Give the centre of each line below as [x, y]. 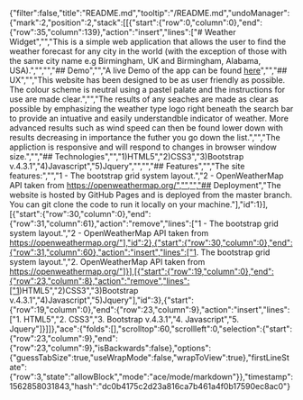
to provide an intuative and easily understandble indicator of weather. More [149, 118]
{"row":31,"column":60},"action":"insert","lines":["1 [103, 252]
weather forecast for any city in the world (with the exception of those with [148, 51]
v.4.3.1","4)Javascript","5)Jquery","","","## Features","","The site [127, 166]
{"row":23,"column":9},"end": [64, 338]
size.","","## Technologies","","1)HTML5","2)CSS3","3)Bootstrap [127, 156]
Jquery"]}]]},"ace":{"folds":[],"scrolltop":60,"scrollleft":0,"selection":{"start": [151, 329]
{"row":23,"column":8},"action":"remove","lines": [100, 281]
